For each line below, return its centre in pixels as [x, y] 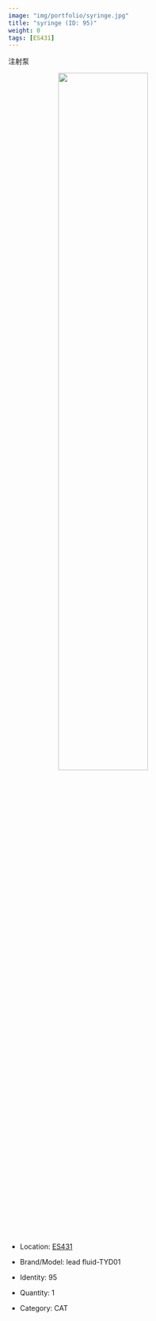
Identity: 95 [38, 1277]
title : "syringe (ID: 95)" [53, 23]
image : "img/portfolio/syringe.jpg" [68, 15]
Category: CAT [44, 1308]
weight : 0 [25, 30]
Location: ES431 [46, 1247]
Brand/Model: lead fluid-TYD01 [70, 1262]
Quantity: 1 [37, 1293]
